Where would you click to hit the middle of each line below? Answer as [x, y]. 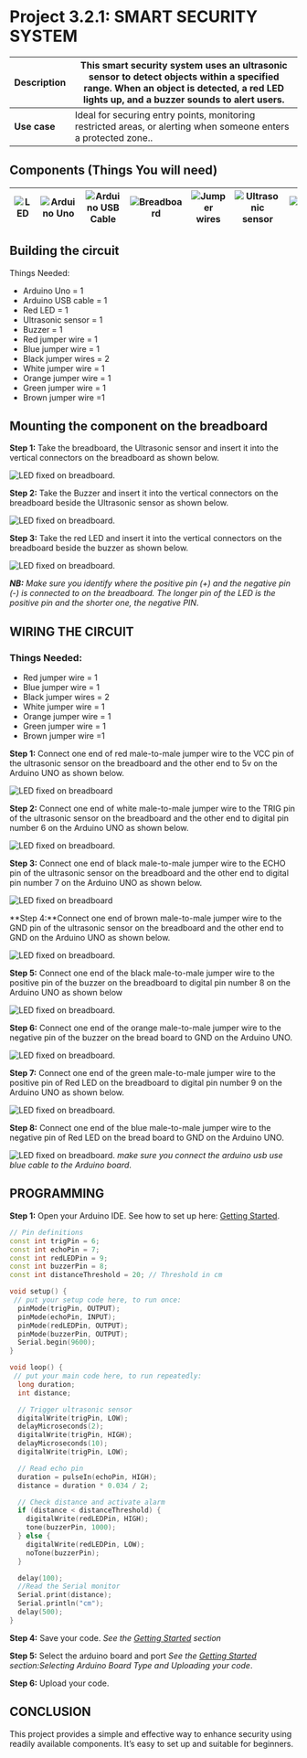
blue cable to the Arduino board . [71, 1165]
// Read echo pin [51, 1468]
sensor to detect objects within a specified [184, 77]
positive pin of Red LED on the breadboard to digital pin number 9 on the [146, 1083]
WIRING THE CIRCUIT [72, 631]
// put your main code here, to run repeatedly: [108, 1376]
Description [40, 82]
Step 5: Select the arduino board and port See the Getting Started [133, 1656]
